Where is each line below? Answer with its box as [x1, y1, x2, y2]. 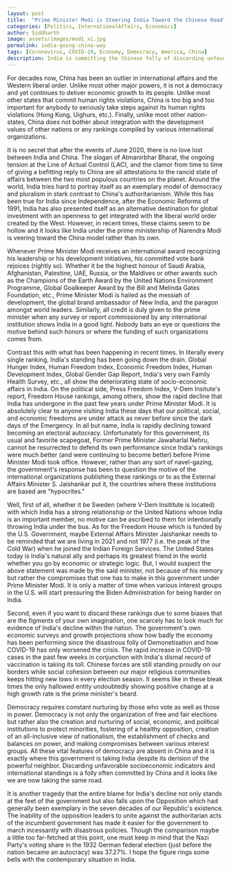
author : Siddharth [7, 29, 60, 37]
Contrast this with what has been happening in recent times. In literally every [7, 348, 224, 356]
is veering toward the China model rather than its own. [7, 234, 161, 242]
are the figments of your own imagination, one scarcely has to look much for [7, 616, 223, 624]
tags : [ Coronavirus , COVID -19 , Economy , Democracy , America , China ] [7, 49, 208, 56]
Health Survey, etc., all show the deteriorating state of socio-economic [7, 377, 208, 386]
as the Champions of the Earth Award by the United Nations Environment [7, 276, 213, 284]
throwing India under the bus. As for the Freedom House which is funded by [7, 522, 222, 530]
